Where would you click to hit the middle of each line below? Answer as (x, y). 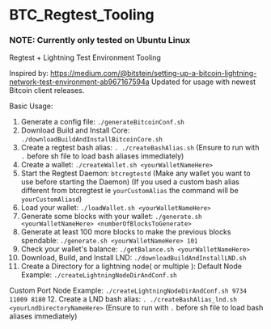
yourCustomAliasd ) (51, 199)
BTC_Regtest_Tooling (82, 15)
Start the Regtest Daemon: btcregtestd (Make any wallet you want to (135, 173)
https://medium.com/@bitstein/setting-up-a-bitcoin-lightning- (154, 74)
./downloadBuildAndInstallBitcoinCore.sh (91, 140)
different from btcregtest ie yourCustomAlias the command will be (130, 191)
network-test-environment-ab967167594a (79, 82)
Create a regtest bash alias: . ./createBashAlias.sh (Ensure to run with (140, 148)
